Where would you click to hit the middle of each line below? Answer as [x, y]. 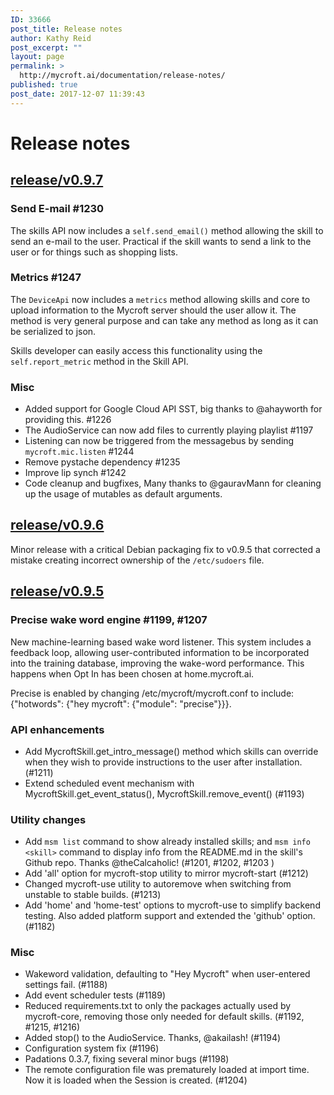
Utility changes [48, 819]
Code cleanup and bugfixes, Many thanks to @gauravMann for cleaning [173, 483]
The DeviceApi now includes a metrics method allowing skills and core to [160, 299]
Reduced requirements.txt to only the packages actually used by [158, 1006]
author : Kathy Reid [51, 38]
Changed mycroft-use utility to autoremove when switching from [158, 884]
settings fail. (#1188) [66, 985]
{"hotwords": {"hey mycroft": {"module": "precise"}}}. [121, 703]
